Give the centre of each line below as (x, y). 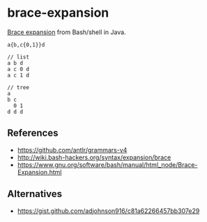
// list (18, 57)
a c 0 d (18, 69)
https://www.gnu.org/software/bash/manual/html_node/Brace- (107, 164)
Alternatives (35, 194)
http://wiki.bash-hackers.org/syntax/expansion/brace (94, 157)
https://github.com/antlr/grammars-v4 (72, 150)
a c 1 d (18, 75)
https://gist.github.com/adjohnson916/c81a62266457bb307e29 (108, 211)
